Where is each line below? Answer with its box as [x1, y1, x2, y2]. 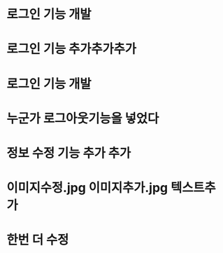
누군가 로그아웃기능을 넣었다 [6, 110, 159, 126]
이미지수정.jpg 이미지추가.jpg [6, 180, 168, 196]
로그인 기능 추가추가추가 [6, 41, 137, 57]
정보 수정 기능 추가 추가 [6, 145, 131, 161]
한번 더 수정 [6, 232, 69, 248]
